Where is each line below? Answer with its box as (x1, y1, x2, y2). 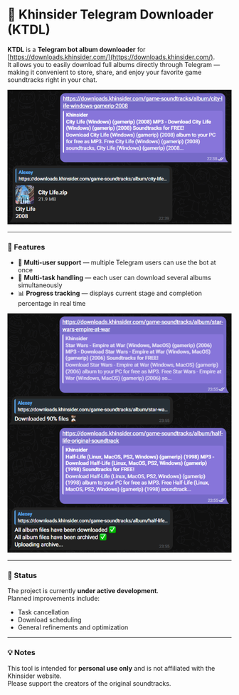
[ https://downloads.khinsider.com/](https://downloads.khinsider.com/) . (7, 53, 216, 61)
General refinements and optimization (17, 623, 129, 632)
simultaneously (17, 281, 63, 289)
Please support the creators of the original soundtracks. (7, 679, 171, 687)
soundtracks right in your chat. (7, 75, 97, 84)
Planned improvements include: (7, 594, 100, 603)
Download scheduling (17, 616, 82, 624)
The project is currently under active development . (7, 587, 159, 595)
